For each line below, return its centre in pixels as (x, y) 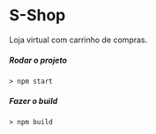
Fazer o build (33, 100)
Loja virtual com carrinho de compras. (78, 40)
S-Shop (37, 15)
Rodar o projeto (38, 60)
